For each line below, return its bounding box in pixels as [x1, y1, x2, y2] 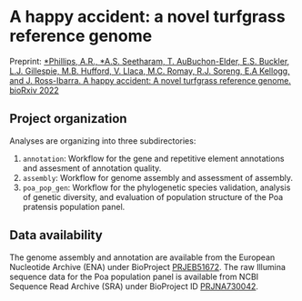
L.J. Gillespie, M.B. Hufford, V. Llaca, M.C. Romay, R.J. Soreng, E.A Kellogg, [9, 65, 290, 76]
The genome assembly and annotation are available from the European [9, 252, 276, 263]
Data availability [9, 227, 103, 243]
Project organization [9, 111, 127, 126]
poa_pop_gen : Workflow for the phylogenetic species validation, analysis [22, 182, 291, 193]
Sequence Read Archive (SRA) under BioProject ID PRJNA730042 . [9, 280, 259, 292]
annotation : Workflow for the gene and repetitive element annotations [22, 153, 285, 164]
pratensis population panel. [22, 201, 126, 212]
